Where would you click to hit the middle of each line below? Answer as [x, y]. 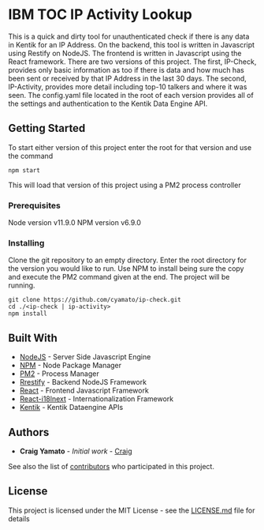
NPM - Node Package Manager [71, 366]
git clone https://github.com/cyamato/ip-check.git [95, 300]
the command [31, 156]
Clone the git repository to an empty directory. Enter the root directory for [127, 260]
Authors [29, 432]
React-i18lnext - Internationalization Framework [97, 399]
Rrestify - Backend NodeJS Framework [83, 382]
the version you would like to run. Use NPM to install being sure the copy [126, 269]
